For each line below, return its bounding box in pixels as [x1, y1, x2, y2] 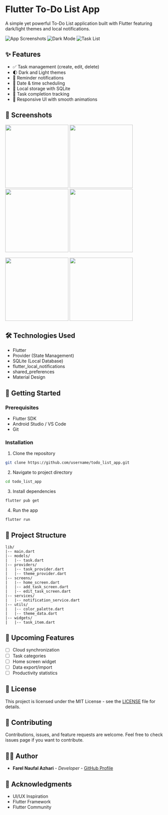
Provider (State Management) [12, 353, 75, 359]
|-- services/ [5, 593, 35, 598]
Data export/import [12, 664, 52, 670]
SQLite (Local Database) [12, 358, 64, 364]
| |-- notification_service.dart [5, 597, 80, 603]
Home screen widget [12, 658, 57, 664]
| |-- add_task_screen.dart [5, 584, 69, 589]
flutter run [5, 517, 30, 522]
